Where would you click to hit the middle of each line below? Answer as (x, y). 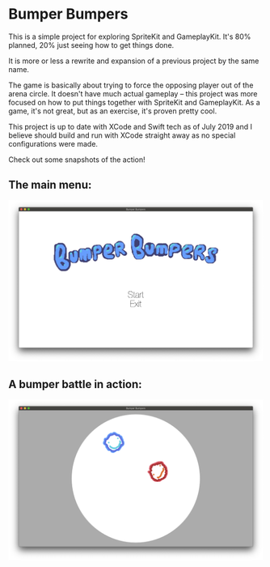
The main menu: (50, 185)
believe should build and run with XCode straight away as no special (122, 135)
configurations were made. (53, 143)
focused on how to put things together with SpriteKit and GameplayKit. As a (134, 102)
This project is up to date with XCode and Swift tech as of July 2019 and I (131, 126)
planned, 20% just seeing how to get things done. (91, 45)
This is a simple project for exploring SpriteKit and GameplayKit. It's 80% (130, 36)
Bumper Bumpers (68, 14)
